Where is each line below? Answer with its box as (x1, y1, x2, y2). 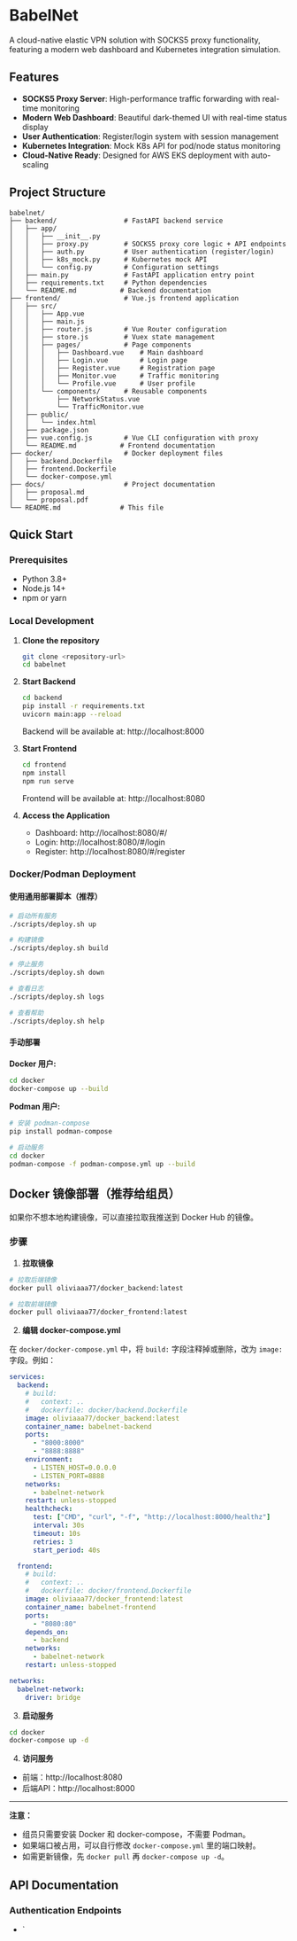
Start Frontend (21, 743, 78, 753)
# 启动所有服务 (9, 911, 57, 920)
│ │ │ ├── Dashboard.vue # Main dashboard (9, 347, 203, 357)
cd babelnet (21, 660, 66, 669)
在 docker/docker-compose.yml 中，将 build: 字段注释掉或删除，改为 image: (9, 1344, 283, 1354)
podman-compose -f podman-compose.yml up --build (9, 1159, 196, 1168)
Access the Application (21, 810, 110, 821)
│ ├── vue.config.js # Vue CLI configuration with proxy (9, 433, 259, 442)
